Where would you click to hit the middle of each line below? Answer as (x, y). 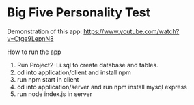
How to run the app (34, 52)
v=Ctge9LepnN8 (30, 38)
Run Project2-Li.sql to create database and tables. (87, 65)
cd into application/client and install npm (74, 72)
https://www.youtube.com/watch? (131, 31)
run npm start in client (48, 79)
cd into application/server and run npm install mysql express (102, 87)
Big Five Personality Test (79, 13)
